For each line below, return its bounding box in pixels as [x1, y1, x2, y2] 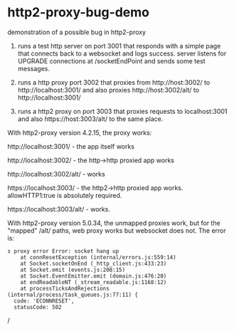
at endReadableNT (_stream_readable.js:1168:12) [20, 278, 167, 285]
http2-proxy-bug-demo [7, 4, 150, 21]
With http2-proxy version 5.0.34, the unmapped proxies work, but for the [7, 219, 220, 227]
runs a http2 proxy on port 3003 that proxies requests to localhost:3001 [17, 107, 228, 115]
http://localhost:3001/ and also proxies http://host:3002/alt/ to [17, 85, 200, 94]
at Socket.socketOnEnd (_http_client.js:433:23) [20, 260, 167, 267]
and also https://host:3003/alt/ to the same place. [17, 115, 164, 123]
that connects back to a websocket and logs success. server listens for [17, 49, 227, 58]
